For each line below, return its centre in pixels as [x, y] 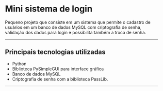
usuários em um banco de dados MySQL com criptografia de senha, [73, 27]
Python [19, 64]
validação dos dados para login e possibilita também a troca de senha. [76, 32]
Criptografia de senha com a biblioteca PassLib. [60, 79]
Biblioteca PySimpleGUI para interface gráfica [58, 69]
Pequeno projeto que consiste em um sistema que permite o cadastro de [78, 22]
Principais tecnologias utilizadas [55, 52]
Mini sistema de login [49, 9]
